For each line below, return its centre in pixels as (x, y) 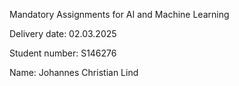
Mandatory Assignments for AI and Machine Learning (119, 14)
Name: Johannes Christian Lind (74, 72)
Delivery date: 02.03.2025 (63, 33)
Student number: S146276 (63, 53)
